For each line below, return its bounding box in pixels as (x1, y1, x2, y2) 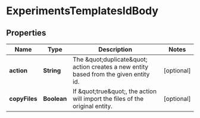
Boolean (43, 95, 67, 103)
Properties (6, 28, 46, 38)
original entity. (72, 102, 113, 110)
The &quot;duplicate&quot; (72, 55, 148, 63)
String (43, 66, 61, 75)
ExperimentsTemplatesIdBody (6, 4, 159, 18)
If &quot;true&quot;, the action (72, 87, 157, 95)
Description (98, 46, 133, 53)
